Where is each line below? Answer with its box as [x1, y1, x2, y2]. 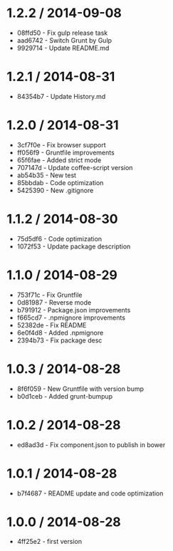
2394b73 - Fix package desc [16, 336, 103, 345]
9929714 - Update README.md [16, 43, 110, 52]
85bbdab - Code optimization [16, 178, 104, 187]
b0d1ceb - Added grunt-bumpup [16, 392, 113, 400]
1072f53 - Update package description [16, 242, 131, 251]
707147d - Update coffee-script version [16, 163, 133, 172]
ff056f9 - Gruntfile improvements [16, 148, 115, 157]
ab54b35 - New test [16, 171, 76, 179]
